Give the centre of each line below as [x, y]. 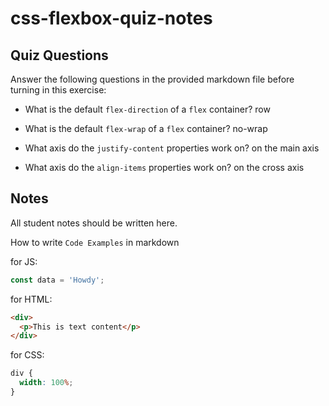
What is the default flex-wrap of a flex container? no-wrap [146, 128]
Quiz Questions [59, 55]
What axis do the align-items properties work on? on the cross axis [164, 167]
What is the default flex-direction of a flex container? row [147, 109]
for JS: [24, 261]
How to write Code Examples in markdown [95, 242]
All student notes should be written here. [94, 223]
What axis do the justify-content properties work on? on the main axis [172, 148]
